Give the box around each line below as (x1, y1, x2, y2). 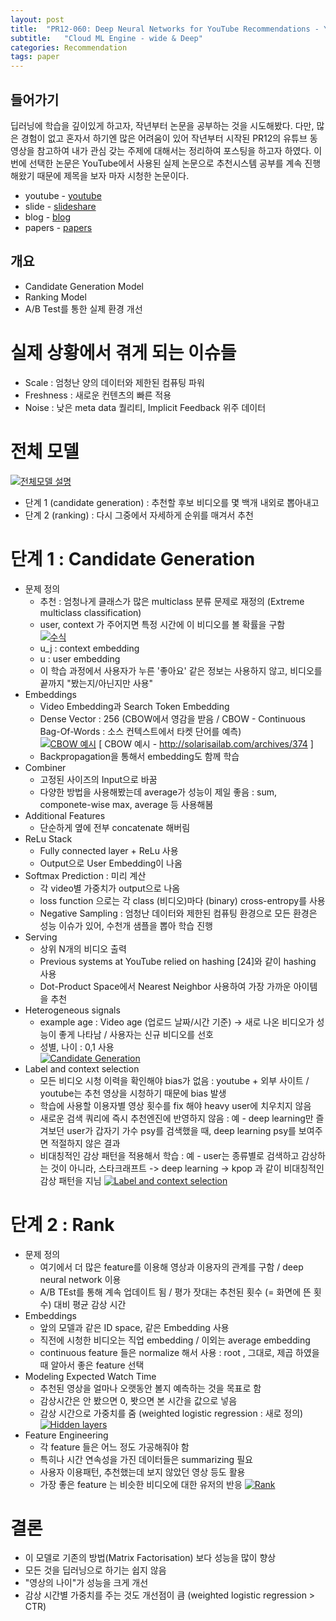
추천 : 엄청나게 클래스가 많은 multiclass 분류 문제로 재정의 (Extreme (39, 595, 305, 607)
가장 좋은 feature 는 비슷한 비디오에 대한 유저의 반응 (39, 1478, 243, 1490)
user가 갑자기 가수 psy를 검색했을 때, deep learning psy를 (66, 1124, 297, 1136)
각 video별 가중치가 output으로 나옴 (39, 882, 181, 894)
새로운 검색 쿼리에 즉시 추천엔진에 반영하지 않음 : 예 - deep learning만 (39, 1112, 314, 1124)
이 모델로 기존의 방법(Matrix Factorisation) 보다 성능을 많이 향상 (24, 1552, 277, 1564)
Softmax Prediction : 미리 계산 (24, 869, 147, 881)
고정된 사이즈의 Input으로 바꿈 (39, 773, 158, 785)
